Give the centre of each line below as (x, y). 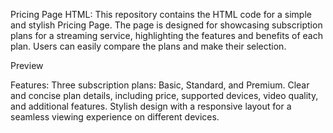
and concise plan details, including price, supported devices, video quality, (164, 95)
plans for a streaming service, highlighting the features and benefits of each (166, 35)
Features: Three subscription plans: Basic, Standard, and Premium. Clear (160, 85)
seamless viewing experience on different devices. (115, 117)
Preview (27, 65)
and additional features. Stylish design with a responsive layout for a (151, 106)
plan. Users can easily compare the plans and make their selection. (148, 46)
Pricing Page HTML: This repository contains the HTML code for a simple (161, 14)
